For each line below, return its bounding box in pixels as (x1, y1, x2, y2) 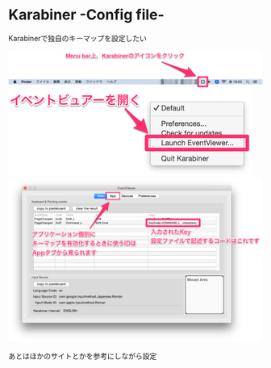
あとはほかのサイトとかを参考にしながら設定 (8, 351, 157, 361)
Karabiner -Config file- (8, 6, 165, 24)
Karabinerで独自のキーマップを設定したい (8, 33, 148, 43)
